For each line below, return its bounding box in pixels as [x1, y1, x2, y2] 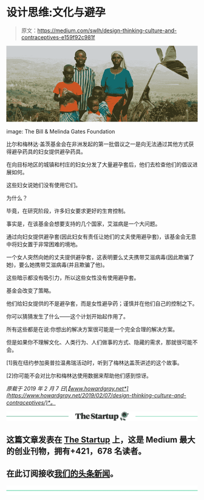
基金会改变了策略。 [6, 287, 55, 295]
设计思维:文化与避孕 [6, 5, 106, 19]
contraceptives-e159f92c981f [21, 33, 95, 41]
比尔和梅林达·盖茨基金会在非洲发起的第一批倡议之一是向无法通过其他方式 [6, 140, 189, 148]
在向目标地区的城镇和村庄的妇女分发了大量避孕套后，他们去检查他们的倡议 [6, 161, 192, 168]
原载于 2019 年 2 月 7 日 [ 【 [6, 385, 70, 392]
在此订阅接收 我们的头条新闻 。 [6, 468, 118, 479]
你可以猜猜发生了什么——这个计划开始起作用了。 [6, 313, 129, 320]
